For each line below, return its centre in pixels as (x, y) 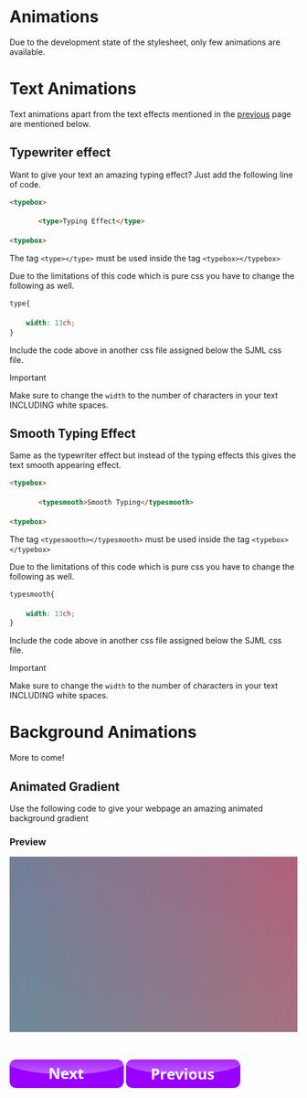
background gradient (49, 818)
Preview (28, 841)
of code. (25, 184)
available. (27, 51)
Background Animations (103, 732)
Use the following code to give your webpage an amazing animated (136, 808)
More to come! (37, 758)
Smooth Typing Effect (73, 433)
